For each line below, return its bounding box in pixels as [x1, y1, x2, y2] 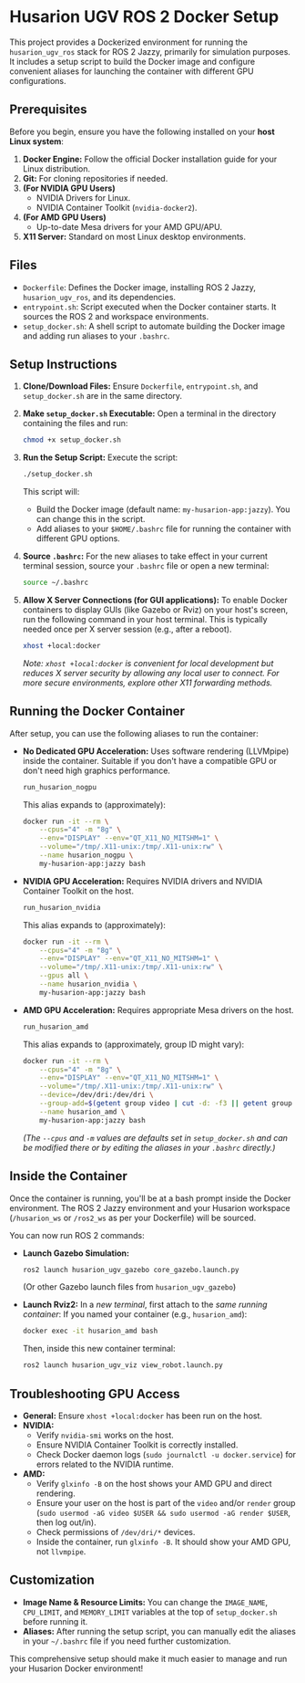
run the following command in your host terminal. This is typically [22, 614, 268, 624]
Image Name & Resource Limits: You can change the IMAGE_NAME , [22, 1596, 269, 1607]
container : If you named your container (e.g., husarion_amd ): [22, 1309, 248, 1320]
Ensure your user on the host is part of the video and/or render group [36, 1497, 296, 1508]
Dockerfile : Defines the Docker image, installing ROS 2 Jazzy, [22, 281, 257, 293]
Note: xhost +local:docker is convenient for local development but [22, 657, 274, 668]
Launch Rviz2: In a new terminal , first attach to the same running [22, 1299, 268, 1311]
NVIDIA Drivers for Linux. [36, 192, 131, 203]
